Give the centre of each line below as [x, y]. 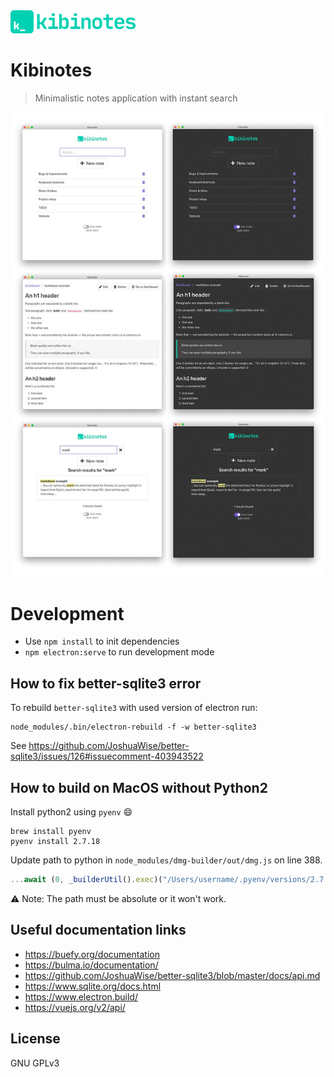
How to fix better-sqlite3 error [106, 683]
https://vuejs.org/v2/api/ [75, 1007]
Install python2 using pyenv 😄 [71, 812]
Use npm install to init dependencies [102, 641]
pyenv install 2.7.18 [55, 842]
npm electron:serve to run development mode [119, 652]
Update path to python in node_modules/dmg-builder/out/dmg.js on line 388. [166, 860]
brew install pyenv [51, 832]
